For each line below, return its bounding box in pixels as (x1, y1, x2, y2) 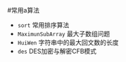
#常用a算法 (7, 6, 40, 14)
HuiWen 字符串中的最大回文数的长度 (17, 38, 119, 47)
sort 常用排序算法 (17, 21, 70, 29)
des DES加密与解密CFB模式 (17, 47, 97, 55)
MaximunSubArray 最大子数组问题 (17, 30, 111, 38)
